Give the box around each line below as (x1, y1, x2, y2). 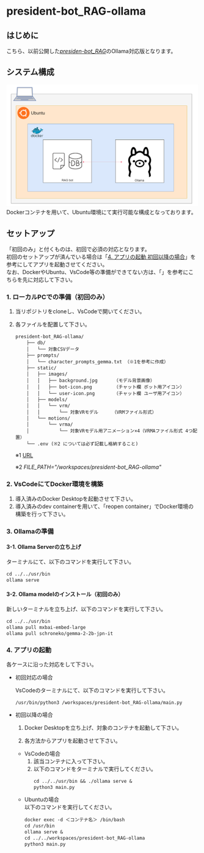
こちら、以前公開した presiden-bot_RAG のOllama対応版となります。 (6, 48, 177, 54)
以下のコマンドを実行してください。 (24, 804, 115, 811)
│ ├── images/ (26, 371, 68, 377)
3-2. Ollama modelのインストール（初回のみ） (6, 590, 124, 598)
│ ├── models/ (26, 397, 68, 403)
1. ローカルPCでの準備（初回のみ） (6, 292, 109, 301)
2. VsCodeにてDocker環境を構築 (6, 480, 104, 488)
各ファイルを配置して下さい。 (15, 321, 90, 328)
